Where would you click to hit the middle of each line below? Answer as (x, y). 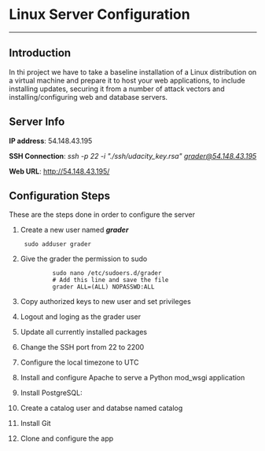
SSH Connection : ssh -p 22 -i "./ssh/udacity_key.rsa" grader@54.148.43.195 (133, 156)
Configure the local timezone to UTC (79, 362)
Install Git (35, 423)
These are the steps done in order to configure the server (102, 214)
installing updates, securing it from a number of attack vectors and (117, 89)
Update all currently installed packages (84, 332)
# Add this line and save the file (110, 280)
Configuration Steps (60, 195)
